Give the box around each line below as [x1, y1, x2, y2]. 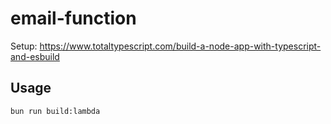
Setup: [10, 40, 38, 52]
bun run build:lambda [10, 106, 101, 116]
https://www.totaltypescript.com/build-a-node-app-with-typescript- [39, 40, 322, 52]
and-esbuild [10, 50, 60, 62]
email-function [10, 7, 137, 30]
